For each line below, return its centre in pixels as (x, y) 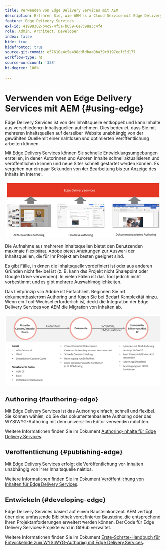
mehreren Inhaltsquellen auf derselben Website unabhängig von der (74, 133)
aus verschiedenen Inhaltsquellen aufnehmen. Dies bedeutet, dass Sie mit (81, 128)
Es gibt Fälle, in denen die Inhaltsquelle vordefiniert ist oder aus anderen (79, 266)
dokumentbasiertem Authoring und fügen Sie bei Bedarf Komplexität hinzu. (82, 297)
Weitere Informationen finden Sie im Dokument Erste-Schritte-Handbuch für (83, 537)
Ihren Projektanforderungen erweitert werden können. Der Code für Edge (80, 522)
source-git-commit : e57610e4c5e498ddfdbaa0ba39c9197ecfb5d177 (70, 52)
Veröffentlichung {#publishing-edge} (64, 452)
